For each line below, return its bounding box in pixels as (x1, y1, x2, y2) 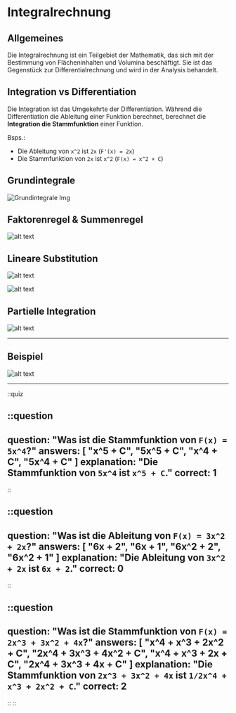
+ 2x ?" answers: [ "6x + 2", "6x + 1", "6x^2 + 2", (7, 540, 221, 552)
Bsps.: (7, 133, 26, 141)
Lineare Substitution (7, 252, 98, 264)
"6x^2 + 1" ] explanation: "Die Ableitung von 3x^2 (7, 551, 226, 563)
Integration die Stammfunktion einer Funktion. (7, 119, 144, 128)
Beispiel (7, 351, 44, 362)
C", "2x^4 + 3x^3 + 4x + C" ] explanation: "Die (7, 658, 213, 671)
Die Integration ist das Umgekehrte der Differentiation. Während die (7, 105, 202, 113)
